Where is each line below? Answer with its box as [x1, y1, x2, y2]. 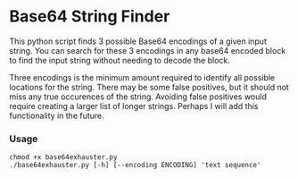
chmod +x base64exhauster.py [9, 153, 118, 162]
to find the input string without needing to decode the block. [9, 55, 230, 65]
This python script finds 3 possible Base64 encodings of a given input [9, 36, 268, 47]
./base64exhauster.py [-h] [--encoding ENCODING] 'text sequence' [9, 161, 261, 170]
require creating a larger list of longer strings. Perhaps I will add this [9, 100, 259, 111]
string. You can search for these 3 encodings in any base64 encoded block [9, 45, 286, 55]
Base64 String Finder [9, 6, 170, 27]
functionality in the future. [9, 110, 104, 121]
